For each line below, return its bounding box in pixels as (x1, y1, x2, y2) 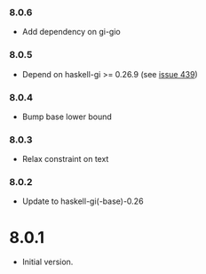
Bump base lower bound (21, 111, 113, 122)
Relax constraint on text (21, 154, 109, 165)
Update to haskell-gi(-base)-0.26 (21, 196, 144, 206)
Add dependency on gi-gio (21, 27, 122, 37)
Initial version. (21, 256, 74, 268)
